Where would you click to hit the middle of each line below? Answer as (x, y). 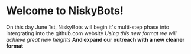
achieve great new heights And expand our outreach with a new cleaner (96, 39)
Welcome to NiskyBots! (65, 11)
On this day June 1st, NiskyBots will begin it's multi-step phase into (88, 27)
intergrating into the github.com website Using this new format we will (91, 33)
